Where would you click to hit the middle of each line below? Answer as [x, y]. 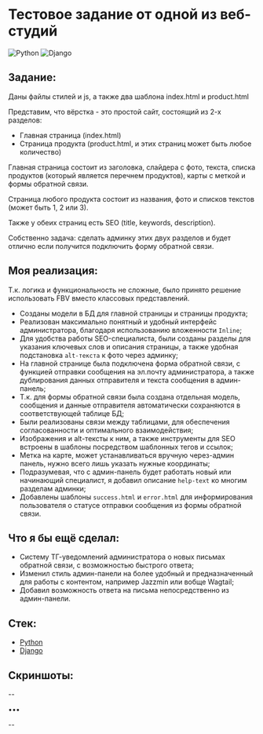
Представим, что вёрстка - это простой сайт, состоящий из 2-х [115, 111]
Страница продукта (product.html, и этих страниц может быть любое [135, 144]
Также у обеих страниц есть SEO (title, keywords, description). [112, 222]
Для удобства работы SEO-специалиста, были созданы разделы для [135, 338]
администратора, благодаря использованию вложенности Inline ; [130, 330]
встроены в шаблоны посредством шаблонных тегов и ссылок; [126, 447]
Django [31, 651]
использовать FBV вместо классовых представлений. [99, 298]
